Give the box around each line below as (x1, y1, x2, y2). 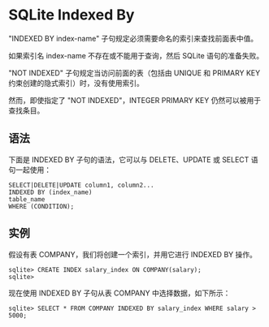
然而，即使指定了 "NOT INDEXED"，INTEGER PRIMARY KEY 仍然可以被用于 (8, 95, 262, 105)
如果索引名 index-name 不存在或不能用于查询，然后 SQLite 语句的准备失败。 (8, 50, 264, 60)
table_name (8, 195, 46, 204)
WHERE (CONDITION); (8, 202, 75, 210)
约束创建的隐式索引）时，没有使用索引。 (8, 78, 144, 88)
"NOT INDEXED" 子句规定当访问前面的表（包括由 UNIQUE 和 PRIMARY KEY (8, 67, 261, 78)
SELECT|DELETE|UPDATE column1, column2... (8, 181, 154, 189)
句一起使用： (8, 165, 51, 174)
